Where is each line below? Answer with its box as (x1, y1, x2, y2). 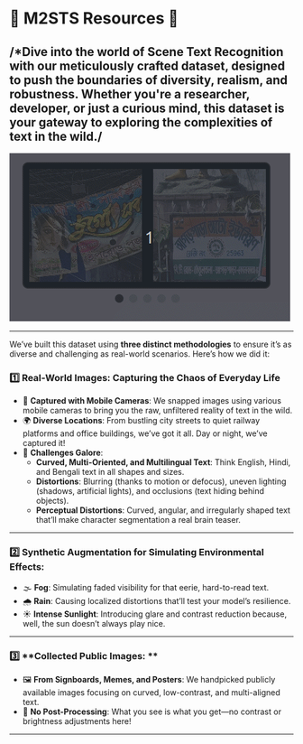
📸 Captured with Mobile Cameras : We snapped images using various (22, 395, 282, 406)
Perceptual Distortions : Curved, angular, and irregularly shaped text (35, 505, 291, 516)
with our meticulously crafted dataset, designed (9, 58, 286, 73)
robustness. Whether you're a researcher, (9, 86, 251, 102)
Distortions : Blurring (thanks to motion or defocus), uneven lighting (35, 476, 287, 487)
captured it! (22, 438, 66, 449)
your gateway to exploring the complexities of (9, 115, 273, 130)
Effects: (9, 561, 45, 573)
